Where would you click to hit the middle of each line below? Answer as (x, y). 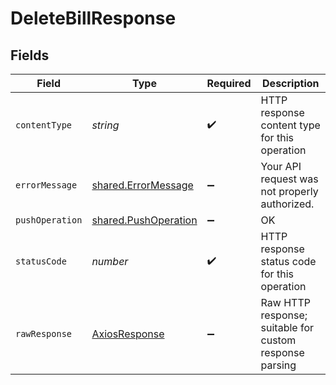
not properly (289, 191)
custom (278, 340)
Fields (30, 55)
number (110, 261)
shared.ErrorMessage (142, 185)
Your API (281, 166)
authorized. (287, 204)
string (105, 125)
